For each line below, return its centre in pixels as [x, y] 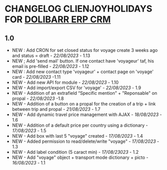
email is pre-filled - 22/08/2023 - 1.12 [51, 66]
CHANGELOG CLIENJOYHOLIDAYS [78, 9]
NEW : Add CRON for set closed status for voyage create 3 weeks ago [85, 50]
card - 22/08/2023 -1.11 [36, 77]
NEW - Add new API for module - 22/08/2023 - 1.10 [65, 82]
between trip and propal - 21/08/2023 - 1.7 [56, 109]
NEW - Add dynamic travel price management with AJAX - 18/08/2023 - [87, 115]
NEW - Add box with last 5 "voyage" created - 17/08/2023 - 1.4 [77, 136]
